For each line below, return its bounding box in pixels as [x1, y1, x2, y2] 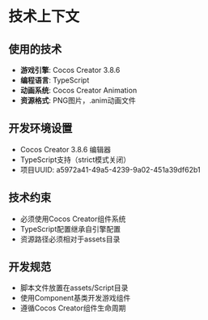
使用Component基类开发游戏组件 [19, 293, 131, 303]
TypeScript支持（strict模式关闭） [19, 155, 131, 164]
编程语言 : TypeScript [19, 75, 90, 85]
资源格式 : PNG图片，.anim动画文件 [19, 96, 136, 105]
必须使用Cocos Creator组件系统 [19, 214, 126, 224]
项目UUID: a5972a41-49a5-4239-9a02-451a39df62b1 [19, 164, 201, 174]
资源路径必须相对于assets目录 [19, 234, 121, 244]
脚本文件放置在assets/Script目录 [19, 283, 129, 292]
